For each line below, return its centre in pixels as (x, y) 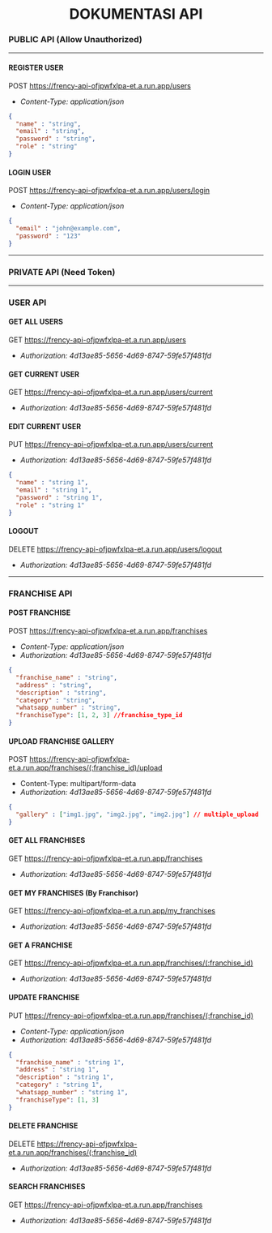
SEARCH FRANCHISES (47, 1187)
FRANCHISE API (40, 593)
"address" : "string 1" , (57, 1070)
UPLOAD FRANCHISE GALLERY (62, 741)
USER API (28, 303)
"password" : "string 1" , (59, 498)
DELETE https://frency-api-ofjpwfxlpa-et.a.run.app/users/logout (115, 549)
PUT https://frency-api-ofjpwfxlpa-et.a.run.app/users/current (111, 445)
